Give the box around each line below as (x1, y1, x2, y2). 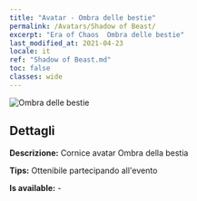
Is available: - (9, 182, 62, 193)
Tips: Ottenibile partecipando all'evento (9, 165, 158, 176)
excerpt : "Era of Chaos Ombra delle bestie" (9, 30, 184, 39)
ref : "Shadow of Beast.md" (9, 55, 112, 64)
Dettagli (9, 123, 55, 139)
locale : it (9, 47, 51, 56)
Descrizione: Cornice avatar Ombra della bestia (9, 147, 189, 158)
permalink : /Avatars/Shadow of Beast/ (9, 22, 156, 31)
